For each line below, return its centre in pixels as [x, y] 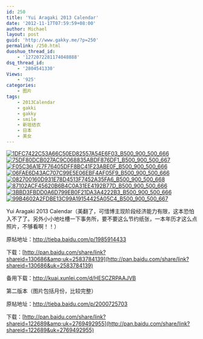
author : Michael [27, 29]
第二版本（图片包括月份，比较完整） [52, 291]
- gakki [27, 108]
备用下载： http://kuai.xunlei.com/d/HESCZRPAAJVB [71, 278]
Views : [15, 74]
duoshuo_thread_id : [31, 52]
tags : [13, 97]
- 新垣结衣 [29, 125]
